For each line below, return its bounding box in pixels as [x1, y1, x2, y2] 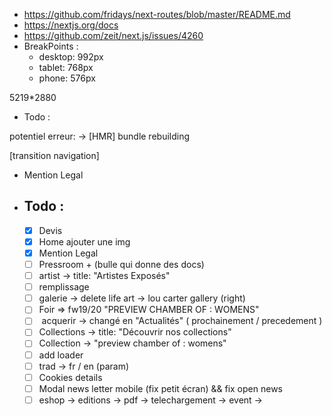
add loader [38, 349, 84, 361]
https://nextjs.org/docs [23, 19, 119, 31]
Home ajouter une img [38, 235, 131, 248]
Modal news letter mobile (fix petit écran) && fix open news [38, 382, 283, 394]
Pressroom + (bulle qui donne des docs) [38, 259, 205, 270]
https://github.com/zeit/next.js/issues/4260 [23, 30, 204, 41]
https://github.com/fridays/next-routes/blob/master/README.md [23, 9, 291, 20]
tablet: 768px [38, 62, 94, 73]
